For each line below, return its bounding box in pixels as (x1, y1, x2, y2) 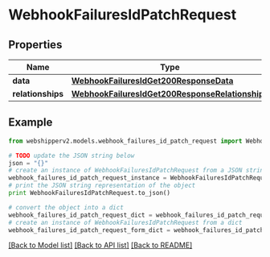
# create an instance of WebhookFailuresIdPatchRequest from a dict (8, 218, 243, 226)
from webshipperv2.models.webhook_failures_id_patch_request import (8, 137, 243, 145)
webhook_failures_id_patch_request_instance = (8, 174, 167, 182)
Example (8, 115, 53, 130)
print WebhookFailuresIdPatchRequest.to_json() (8, 189, 171, 197)
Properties (8, 38, 63, 52)
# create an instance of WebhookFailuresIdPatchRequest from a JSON (8, 167, 243, 175)
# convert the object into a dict (8, 203, 125, 211)
